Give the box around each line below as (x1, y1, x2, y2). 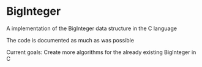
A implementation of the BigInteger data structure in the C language (6, 25, 178, 32)
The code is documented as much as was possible (6, 36, 135, 44)
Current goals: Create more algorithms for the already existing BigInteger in (6, 48, 196, 56)
